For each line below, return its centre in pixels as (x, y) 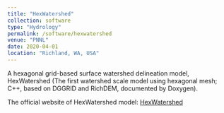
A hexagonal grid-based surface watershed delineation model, (98, 73)
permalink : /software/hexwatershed (60, 34)
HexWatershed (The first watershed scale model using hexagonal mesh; (112, 81)
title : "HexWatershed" (41, 14)
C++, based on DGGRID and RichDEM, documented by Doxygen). (102, 88)
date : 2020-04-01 (33, 47)
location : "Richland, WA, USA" (53, 54)
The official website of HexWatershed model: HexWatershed (95, 102)
